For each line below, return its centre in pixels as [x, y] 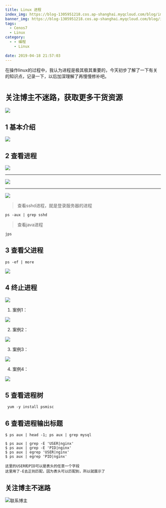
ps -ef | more [20, 262]
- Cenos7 [19, 28]
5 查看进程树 [24, 395]
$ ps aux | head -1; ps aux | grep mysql [48, 435]
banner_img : [17, 19]
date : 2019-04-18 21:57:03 [33, 56]
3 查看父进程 [24, 251]
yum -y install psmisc [31, 407]
